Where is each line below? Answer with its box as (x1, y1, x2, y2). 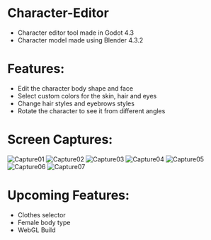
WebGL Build (17, 225, 56, 234)
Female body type (17, 218, 71, 227)
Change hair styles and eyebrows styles (17, 99, 135, 108)
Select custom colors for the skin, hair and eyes (17, 91, 157, 100)
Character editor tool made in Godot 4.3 (17, 28, 135, 37)
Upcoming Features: (7, 188, 130, 203)
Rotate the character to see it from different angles (17, 106, 166, 115)
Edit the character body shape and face (17, 84, 133, 93)
